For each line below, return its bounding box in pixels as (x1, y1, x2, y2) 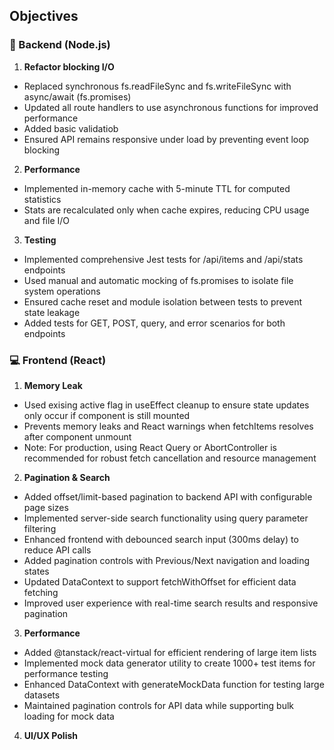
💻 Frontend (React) (9, 353, 107, 367)
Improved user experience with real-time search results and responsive (23, 597, 319, 609)
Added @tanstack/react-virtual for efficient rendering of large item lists (23, 646, 317, 658)
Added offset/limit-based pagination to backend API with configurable (23, 490, 313, 503)
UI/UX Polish (23, 729, 78, 741)
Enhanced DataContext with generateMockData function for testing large (23, 678, 325, 690)
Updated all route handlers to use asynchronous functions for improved (23, 101, 319, 113)
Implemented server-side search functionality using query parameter (23, 512, 309, 524)
